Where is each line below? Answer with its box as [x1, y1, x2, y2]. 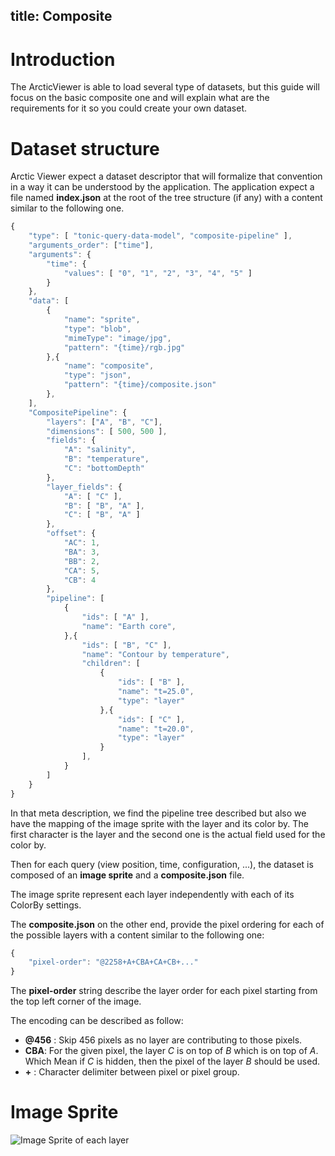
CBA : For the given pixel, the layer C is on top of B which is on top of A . [24, 1045, 319, 1057]
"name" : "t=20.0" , [117, 724, 195, 734]
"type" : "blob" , [63, 324, 132, 334]
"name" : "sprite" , [63, 315, 141, 325]
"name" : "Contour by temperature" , [81, 649, 230, 659]
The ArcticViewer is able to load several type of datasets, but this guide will [10, 81, 320, 93]
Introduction [10, 48, 116, 71]
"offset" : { [46, 529, 97, 539]
